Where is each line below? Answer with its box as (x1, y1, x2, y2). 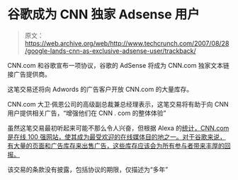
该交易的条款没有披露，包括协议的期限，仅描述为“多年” (7, 165, 169, 174)
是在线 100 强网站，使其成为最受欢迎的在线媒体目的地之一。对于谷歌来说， (7, 132, 227, 141)
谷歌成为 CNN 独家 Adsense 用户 (7, 6, 200, 23)
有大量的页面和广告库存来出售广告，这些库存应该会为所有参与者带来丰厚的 (7, 141, 225, 150)
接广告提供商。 (7, 70, 51, 78)
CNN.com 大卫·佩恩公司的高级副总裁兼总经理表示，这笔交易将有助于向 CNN (7, 100, 229, 108)
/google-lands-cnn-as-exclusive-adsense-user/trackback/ (24, 47, 196, 55)
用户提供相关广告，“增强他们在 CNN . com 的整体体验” (7, 109, 166, 117)
